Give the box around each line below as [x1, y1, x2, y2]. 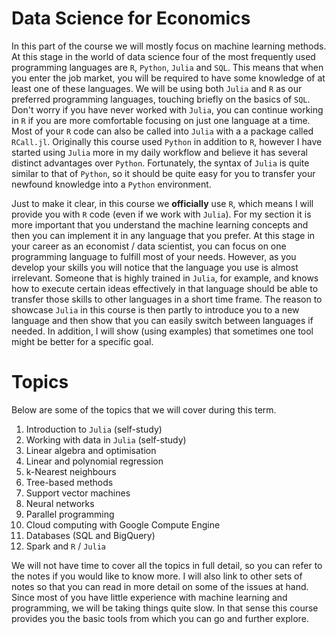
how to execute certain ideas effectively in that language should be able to [11, 282, 319, 294]
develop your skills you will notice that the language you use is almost [11, 261, 299, 273]
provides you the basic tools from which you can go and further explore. [11, 612, 309, 624]
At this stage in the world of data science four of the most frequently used [11, 50, 316, 62]
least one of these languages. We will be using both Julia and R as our [11, 82, 303, 94]
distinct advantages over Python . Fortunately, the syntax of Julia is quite [11, 157, 310, 169]
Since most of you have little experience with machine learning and [11, 591, 288, 603]
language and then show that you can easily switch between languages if [11, 314, 314, 326]
